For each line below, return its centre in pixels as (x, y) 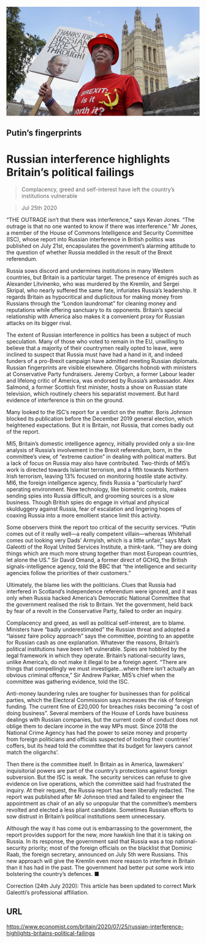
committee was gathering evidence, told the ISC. (68, 681)
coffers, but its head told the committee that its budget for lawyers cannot (100, 745)
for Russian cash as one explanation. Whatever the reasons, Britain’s (93, 642)
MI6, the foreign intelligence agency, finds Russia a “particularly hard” (94, 482)
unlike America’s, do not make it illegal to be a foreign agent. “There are (97, 662)
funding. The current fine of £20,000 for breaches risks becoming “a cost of (103, 706)
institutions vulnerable (49, 196)
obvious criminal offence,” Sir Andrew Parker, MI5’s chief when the (90, 675)
